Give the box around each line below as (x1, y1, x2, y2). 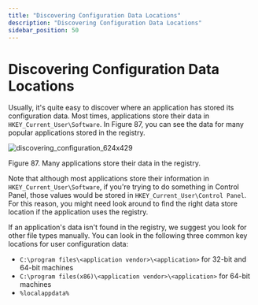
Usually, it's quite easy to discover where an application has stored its (8, 103, 234, 113)
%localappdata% (19, 289, 70, 298)
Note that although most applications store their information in (8, 174, 210, 184)
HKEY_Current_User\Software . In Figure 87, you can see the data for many (8, 120, 244, 129)
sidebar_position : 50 (8, 26, 79, 34)
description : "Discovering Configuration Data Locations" (8, 19, 202, 27)
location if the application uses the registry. (8, 207, 149, 217)
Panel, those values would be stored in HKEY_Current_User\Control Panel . (8, 191, 247, 200)
